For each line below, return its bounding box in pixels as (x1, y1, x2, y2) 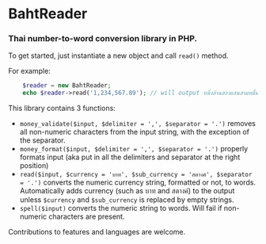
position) (19, 161, 49, 170)
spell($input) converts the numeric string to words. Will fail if (19, 204, 222, 213)
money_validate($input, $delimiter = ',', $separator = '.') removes (19, 119, 256, 128)
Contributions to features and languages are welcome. (8, 227, 186, 237)
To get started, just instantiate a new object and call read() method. (8, 51, 229, 60)
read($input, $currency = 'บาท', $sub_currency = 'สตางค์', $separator (19, 171, 253, 179)
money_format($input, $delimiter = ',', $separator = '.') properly (19, 144, 249, 154)
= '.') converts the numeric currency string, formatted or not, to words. (19, 177, 256, 187)
